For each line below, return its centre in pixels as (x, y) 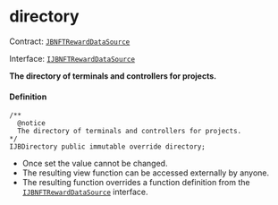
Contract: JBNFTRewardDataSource (70, 41)
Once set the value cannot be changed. (95, 164)
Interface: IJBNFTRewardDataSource (72, 58)
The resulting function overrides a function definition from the (136, 183)
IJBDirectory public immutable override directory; (107, 147)
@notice (32, 124)
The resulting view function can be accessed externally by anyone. (146, 173)
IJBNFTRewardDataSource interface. (85, 192)
